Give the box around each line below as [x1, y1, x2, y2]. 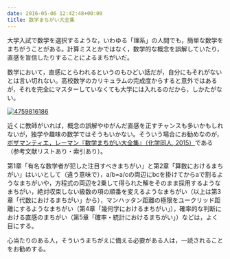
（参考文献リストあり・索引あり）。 [7, 147, 106, 155]
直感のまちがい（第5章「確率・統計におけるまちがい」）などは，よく [25, 213, 218, 221]
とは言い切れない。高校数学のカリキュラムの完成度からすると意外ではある [7, 76, 218, 84]
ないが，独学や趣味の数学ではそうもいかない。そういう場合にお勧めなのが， [7, 129, 223, 138]
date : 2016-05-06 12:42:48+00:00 [7, 10, 103, 17]
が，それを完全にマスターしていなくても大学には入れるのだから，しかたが [7, 85, 217, 93]
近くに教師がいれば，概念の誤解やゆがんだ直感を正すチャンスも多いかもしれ [7, 121, 224, 129]
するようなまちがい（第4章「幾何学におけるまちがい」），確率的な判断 [19, 204, 216, 212]
